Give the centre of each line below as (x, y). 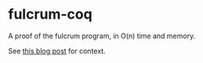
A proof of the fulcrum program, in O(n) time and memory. (102, 36)
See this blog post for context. (57, 51)
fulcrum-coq (50, 14)
